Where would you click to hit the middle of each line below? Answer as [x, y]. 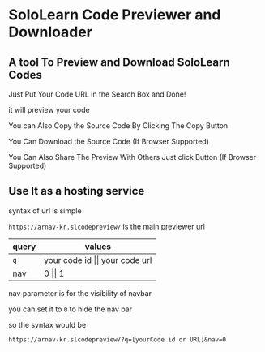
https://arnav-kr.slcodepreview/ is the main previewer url [107, 226]
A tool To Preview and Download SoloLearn [119, 62]
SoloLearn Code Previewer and [115, 15]
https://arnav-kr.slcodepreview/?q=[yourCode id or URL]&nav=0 [118, 339]
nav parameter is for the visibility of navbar [80, 293]
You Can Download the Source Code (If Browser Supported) [109, 141]
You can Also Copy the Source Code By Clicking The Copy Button [118, 126]
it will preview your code [49, 110]
